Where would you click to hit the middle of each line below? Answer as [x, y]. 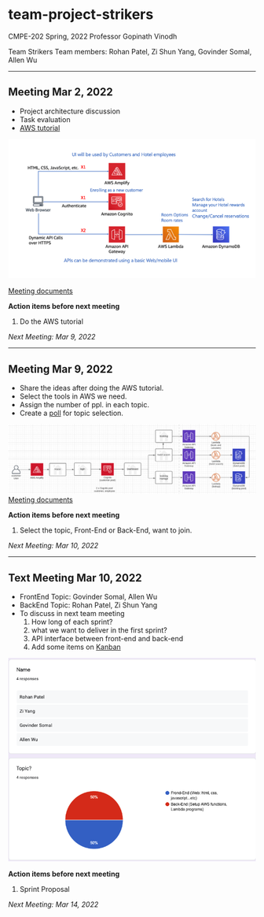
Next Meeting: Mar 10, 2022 [53, 546]
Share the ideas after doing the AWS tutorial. [92, 388]
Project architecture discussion [70, 111]
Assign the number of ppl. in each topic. [84, 405]
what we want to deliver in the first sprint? [99, 630]
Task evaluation [45, 119]
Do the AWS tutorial [51, 321]
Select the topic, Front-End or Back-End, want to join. [106, 530]
